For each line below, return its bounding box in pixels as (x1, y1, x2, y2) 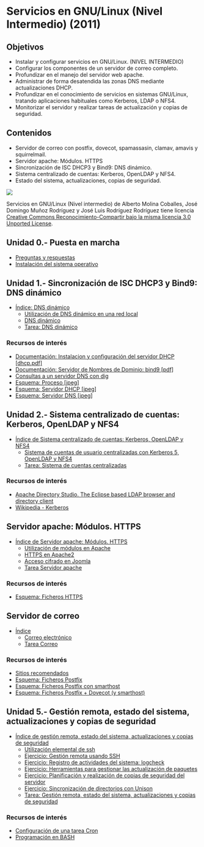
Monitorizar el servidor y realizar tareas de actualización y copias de (15, 104, 188, 111)
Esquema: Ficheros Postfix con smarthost (15, 683, 120, 690)
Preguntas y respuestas (15, 253, 75, 261)
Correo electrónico (24, 634, 72, 641)
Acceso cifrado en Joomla (24, 557, 91, 565)
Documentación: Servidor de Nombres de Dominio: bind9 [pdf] (15, 366, 174, 373)
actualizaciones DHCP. (15, 84, 73, 91)
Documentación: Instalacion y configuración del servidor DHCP (15, 353, 175, 360)
